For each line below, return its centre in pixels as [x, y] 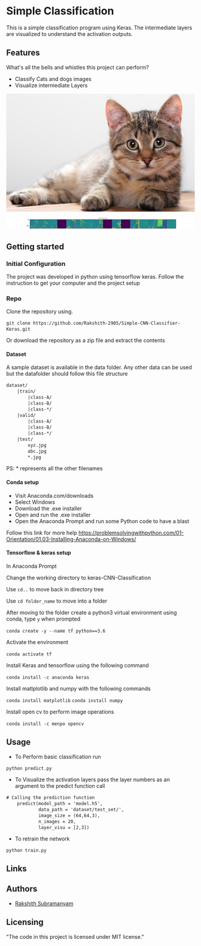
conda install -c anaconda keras [48, 677]
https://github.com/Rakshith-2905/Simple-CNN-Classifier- [106, 324]
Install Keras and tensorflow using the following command [78, 665]
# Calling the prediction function [51, 797]
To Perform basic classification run [58, 757]
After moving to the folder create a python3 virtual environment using [92, 612]
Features [23, 53]
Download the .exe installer [48, 508]
